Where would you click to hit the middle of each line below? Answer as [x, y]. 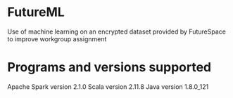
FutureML [36, 12]
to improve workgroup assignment [57, 38]
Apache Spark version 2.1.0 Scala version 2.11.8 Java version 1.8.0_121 [108, 86]
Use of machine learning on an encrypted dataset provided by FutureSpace [117, 31]
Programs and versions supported [109, 68]
